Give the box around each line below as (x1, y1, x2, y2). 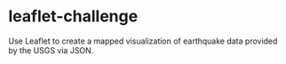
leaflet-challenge (8, 6, 139, 27)
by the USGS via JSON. (8, 44, 94, 55)
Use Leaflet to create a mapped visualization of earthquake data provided (8, 36, 278, 46)
